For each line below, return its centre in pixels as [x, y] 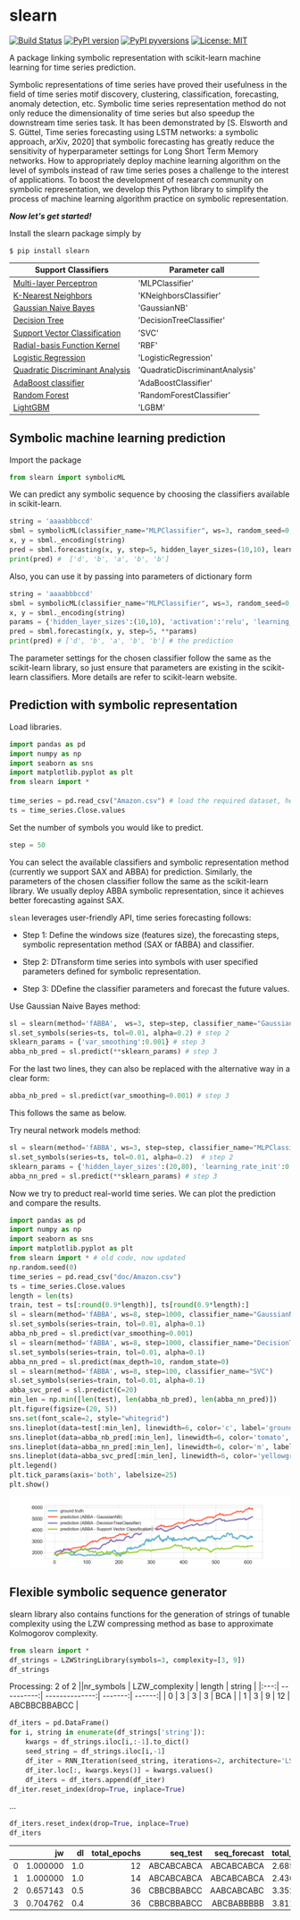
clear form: [29, 1079]
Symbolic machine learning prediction [117, 438]
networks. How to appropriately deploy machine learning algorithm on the [145, 160]
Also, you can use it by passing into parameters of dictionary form [131, 576]
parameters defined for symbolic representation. [111, 971]
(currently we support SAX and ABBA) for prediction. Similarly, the [131, 871]
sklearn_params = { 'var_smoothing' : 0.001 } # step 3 [107, 1042]
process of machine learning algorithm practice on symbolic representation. [149, 199]
